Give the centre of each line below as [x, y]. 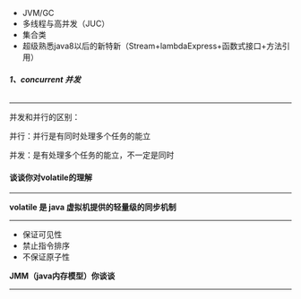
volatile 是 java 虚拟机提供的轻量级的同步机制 [93, 207]
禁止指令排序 [46, 246]
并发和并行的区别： [45, 117]
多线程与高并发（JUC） [66, 23]
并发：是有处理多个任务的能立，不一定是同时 [92, 155]
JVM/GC [38, 13]
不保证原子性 [46, 257]
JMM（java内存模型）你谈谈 [62, 276]
